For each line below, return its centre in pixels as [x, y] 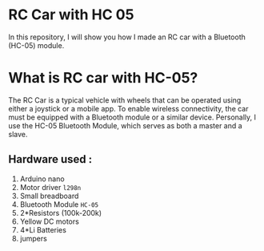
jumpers [34, 238]
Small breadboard [49, 196]
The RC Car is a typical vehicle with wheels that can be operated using [125, 100]
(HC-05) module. [36, 45]
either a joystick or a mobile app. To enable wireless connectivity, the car [129, 108]
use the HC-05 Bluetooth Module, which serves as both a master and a [125, 125]
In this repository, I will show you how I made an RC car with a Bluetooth [127, 37]
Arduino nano [42, 179]
